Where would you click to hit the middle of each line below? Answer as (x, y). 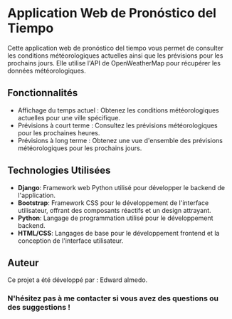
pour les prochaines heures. (59, 132)
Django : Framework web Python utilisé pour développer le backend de (121, 187)
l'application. (36, 195)
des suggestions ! (39, 308)
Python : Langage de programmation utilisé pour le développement (115, 218)
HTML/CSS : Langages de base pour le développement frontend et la (118, 233)
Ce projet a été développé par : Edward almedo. (78, 280)
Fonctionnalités (43, 93)
